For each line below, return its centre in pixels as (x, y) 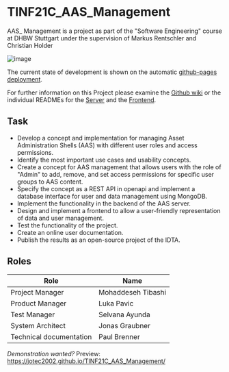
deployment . (25, 79)
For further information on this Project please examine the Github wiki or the (114, 92)
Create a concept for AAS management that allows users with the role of (119, 167)
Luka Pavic (116, 303)
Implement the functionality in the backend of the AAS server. (104, 203)
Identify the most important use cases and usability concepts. (104, 160)
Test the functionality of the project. (67, 225)
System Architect (38, 325)
